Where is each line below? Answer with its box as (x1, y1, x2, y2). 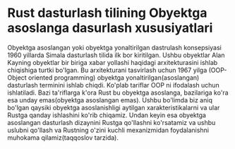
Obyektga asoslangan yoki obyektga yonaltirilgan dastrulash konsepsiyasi (7, 43, 222, 52)
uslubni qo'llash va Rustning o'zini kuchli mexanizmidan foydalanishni (7, 126, 210, 134)
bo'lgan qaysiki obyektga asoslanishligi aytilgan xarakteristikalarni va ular (7, 103, 220, 112)
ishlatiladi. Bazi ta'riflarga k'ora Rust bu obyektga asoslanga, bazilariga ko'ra (7, 88, 229, 97)
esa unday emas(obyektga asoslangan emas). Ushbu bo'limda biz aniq (7, 95, 213, 104)
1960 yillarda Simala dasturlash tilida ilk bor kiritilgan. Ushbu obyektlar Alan (7, 51, 225, 59)
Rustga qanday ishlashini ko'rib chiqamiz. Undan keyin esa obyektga (7, 111, 207, 119)
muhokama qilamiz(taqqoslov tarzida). (7, 133, 119, 142)
